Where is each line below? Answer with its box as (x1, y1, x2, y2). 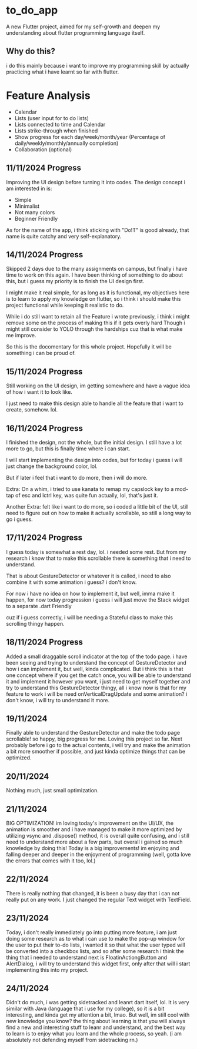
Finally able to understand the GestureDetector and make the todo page (6, 729, 181, 736)
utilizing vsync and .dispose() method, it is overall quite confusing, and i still (6, 832, 190, 839)
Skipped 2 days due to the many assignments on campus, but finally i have (6, 265, 188, 273)
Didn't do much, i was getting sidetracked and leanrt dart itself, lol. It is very (6, 999, 189, 1006)
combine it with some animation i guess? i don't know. (6, 578, 137, 586)
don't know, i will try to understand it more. (6, 696, 110, 703)
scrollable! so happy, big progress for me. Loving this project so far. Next (6, 735, 182, 742)
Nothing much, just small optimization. (6, 787, 99, 794)
